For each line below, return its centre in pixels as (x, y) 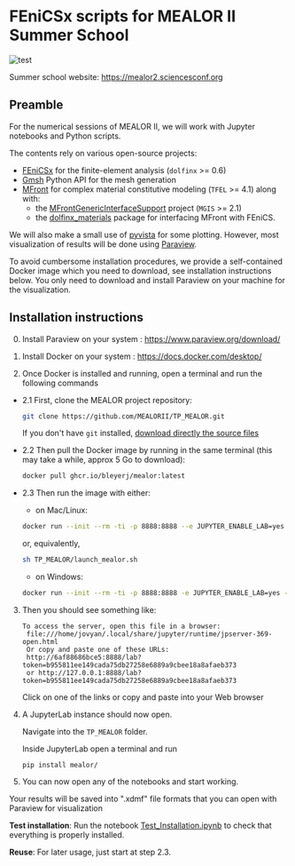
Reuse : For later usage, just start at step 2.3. (90, 852)
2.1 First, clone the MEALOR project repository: (107, 400)
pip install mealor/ (60, 765)
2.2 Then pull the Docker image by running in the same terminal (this (147, 450)
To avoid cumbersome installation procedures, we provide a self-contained (146, 261)
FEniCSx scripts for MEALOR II (123, 16)
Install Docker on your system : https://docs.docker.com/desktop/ (142, 356)
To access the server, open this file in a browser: (121, 626)
